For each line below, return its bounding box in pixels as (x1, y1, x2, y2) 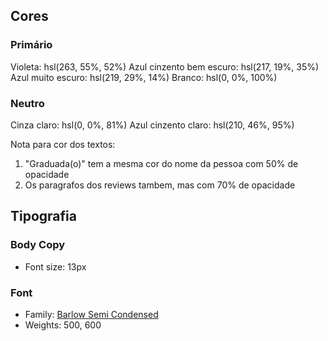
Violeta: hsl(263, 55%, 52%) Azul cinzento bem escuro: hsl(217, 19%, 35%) (10, 60, 320, 73)
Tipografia (10, 208, 77, 225)
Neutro (10, 96, 45, 110)
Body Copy (10, 238, 66, 252)
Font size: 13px (24, 260, 87, 273)
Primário (10, 38, 53, 52)
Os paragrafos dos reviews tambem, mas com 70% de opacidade (24, 179, 296, 191)
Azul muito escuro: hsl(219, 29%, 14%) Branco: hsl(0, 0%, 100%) (10, 71, 278, 83)
